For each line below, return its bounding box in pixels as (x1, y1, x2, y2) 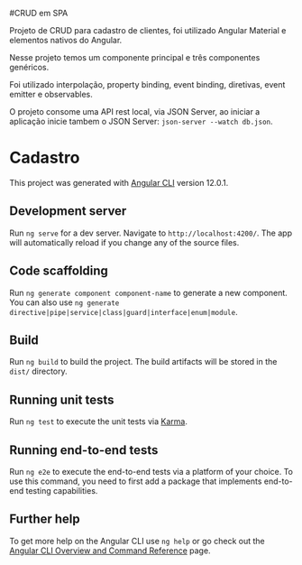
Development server (9, 203, 127, 219)
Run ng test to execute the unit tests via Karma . (9, 416, 188, 427)
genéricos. (9, 62, 50, 72)
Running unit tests (9, 392, 114, 407)
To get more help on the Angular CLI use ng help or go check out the (9, 535, 265, 546)
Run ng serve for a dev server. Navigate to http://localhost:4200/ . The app (9, 227, 293, 238)
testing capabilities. (25, 486, 98, 496)
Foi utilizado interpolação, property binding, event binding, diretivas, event (9, 79, 286, 89)
